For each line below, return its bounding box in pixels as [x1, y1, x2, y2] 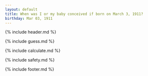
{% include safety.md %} [5, 57, 55, 63]
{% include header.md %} [5, 29, 56, 35]
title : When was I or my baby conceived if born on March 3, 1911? [5, 12, 144, 16]
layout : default [5, 7, 38, 12]
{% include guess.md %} [5, 38, 54, 44]
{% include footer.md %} [5, 66, 54, 72]
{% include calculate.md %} [5, 48, 61, 53]
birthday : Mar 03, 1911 [5, 16, 53, 21]
